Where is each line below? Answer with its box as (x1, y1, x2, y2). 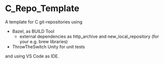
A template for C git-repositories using (5, 19, 83, 25)
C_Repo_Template (5, 3, 80, 14)
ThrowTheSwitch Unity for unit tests (12, 44, 85, 49)
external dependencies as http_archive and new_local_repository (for (19, 33, 159, 39)
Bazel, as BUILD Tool (12, 28, 55, 34)
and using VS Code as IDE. (5, 53, 59, 59)
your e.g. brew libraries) (19, 38, 68, 44)
